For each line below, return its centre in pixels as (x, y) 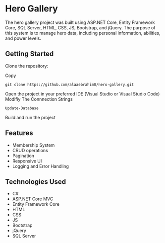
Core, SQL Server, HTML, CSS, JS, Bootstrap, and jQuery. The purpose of (80, 27)
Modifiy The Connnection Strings (39, 99)
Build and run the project (30, 117)
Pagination (23, 156)
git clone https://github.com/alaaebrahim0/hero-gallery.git (70, 84)
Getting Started (29, 54)
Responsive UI (27, 161)
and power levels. (23, 38)
